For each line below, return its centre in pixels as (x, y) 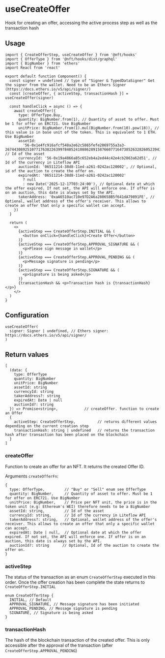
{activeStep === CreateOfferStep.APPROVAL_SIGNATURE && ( (79, 244)
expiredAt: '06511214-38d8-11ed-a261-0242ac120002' (72, 175)
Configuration (27, 315)
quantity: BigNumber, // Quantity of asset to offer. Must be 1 (81, 494)
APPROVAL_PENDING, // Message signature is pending (64, 608)
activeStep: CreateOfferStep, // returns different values (85, 422)
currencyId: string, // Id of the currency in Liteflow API (78, 515)
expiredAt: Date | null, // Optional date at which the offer (75, 533)
